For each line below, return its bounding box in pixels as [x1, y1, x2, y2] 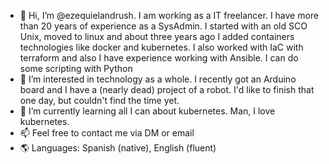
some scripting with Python [19, 63, 133, 74]
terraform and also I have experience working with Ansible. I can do [19, 52, 299, 64]
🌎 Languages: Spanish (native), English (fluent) [19, 142, 217, 154]
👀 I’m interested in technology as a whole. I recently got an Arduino [19, 73, 297, 85]
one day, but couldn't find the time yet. [19, 95, 180, 106]
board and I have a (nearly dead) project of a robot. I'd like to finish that [19, 84, 315, 95]
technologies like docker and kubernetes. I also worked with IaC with [19, 41, 304, 53]
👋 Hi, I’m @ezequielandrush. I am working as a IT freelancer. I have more [19, 10, 320, 21]
